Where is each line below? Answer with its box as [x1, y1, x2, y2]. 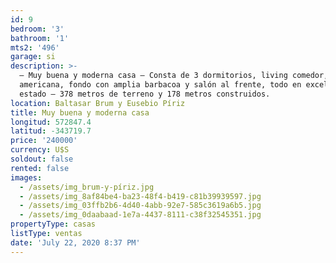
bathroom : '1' [10, 33, 70, 43]
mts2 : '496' [10, 42, 60, 53]
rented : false [10, 163, 70, 173]
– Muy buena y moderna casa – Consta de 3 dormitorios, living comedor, [19, 71, 329, 81]
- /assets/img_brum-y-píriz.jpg [19, 182, 155, 192]
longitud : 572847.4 [10, 117, 92, 127]
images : [10, 172, 43, 183]
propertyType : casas [10, 219, 97, 230]
